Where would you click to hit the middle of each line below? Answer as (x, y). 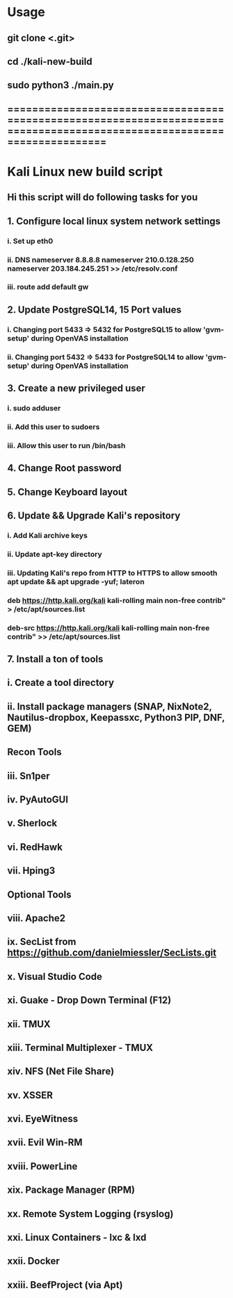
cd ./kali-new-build (50, 61)
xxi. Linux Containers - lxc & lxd (77, 1238)
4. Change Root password (64, 468)
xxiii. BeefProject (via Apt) (65, 1285)
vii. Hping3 (31, 871)
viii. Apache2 (37, 918)
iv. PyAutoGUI (38, 799)
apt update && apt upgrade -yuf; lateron (76, 581)
